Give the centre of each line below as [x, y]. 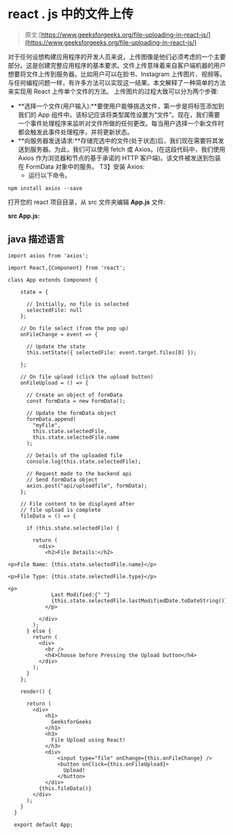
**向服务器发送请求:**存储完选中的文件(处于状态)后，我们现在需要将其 [118, 140]
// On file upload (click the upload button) [87, 377]
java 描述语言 [36, 239]
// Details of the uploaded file [74, 455]
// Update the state [56, 347]
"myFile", [47, 425]
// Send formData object [62, 479]
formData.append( [51, 419]
